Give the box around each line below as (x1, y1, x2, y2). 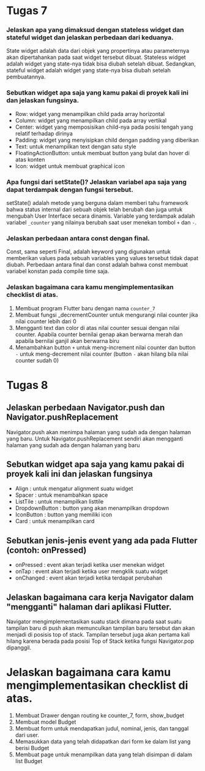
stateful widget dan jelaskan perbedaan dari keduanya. (6, 33, 174, 42)
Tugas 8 (6, 378, 48, 392)
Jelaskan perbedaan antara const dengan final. (6, 234, 150, 242)
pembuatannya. (6, 73, 46, 80)
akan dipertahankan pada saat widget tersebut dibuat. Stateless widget (6, 53, 186, 61)
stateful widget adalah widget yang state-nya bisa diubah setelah (6, 67, 171, 74)
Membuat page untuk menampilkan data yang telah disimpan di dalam (15, 751, 193, 758)
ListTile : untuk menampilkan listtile (15, 498, 104, 505)
